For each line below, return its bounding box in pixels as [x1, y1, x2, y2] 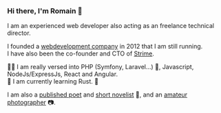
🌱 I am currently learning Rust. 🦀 [7, 77, 98, 86]
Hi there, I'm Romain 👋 [7, 6, 83, 16]
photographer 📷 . [7, 99, 56, 107]
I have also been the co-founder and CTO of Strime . [7, 49, 155, 58]
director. [7, 29, 31, 37]
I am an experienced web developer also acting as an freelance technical [7, 22, 215, 30]
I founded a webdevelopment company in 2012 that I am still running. [7, 42, 203, 51]
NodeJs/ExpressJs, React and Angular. [7, 70, 118, 78]
